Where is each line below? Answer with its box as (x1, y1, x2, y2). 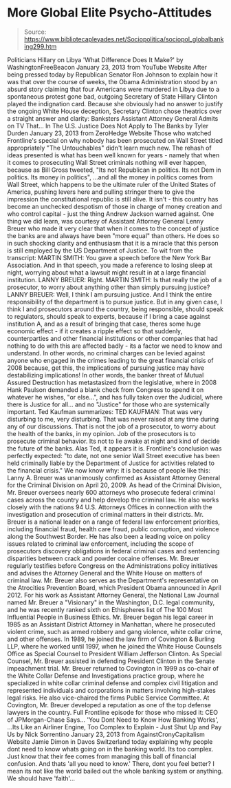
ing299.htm (23, 42, 57, 50)
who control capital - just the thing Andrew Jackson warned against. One (7, 209, 214, 218)
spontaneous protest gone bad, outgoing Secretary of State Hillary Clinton (7, 92, 218, 101)
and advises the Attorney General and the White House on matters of (7, 569, 203, 577)
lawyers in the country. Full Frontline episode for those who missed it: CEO (7, 708, 219, 716)
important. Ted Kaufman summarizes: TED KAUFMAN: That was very (7, 407, 203, 415)
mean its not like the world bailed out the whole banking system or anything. (7, 767, 223, 775)
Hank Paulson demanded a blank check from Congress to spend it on (7, 385, 204, 394)
